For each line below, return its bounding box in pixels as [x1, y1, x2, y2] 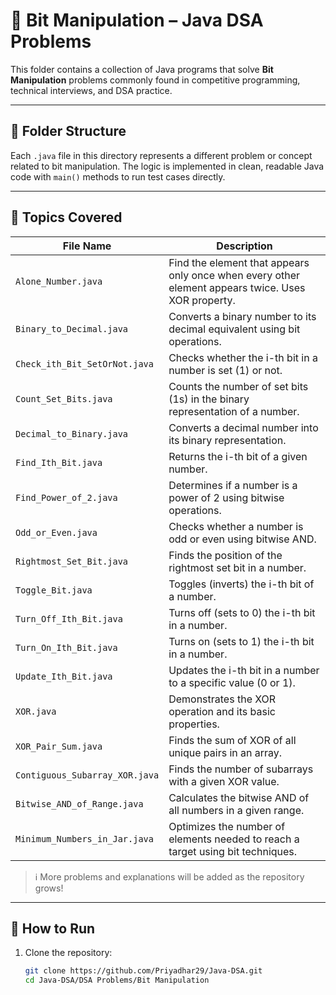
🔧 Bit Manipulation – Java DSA [10, 9, 264, 32]
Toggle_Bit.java [15, 584, 93, 596]
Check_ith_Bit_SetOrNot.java [15, 358, 154, 369]
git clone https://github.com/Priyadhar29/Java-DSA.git [24, 966, 263, 976]
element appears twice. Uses [168, 280, 306, 294]
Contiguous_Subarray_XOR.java [15, 769, 160, 781]
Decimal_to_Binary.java [15, 428, 129, 439]
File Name [62, 239, 112, 253]
